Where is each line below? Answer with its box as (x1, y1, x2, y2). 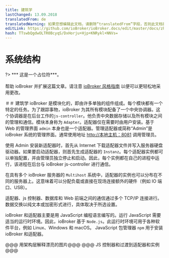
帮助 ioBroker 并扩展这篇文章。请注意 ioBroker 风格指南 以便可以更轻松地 (5, 83, 157, 89)
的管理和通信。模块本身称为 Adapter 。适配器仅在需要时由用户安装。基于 (5, 119, 155, 125)
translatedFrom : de (5, 17, 46, 22)
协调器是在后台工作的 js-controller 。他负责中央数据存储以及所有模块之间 (9, 113, 162, 119)
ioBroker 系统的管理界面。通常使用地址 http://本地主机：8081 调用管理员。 (5, 131, 159, 137)
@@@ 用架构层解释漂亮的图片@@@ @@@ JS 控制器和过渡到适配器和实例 (5, 241, 160, 247)
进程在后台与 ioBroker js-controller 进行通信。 (18, 161, 114, 167)
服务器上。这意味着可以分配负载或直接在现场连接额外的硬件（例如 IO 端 (14, 178, 162, 184)
